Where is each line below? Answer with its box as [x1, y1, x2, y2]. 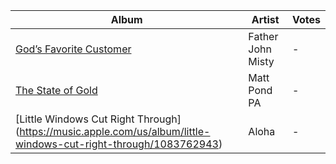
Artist [251, 13, 280, 26]
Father [248, 30, 279, 43]
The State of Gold [15, 84, 98, 97]
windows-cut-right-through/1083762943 [15, 137, 219, 151]
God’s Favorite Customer [15, 42, 132, 56]
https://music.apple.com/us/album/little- [19, 125, 211, 138]
